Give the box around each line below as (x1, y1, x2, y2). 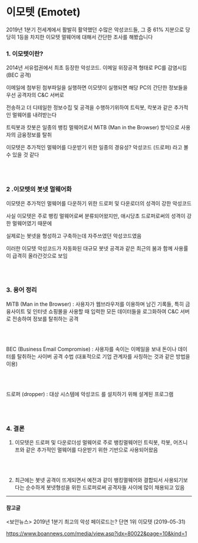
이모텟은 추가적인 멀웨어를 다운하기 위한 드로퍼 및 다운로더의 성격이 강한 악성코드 (6, 199, 192, 207)
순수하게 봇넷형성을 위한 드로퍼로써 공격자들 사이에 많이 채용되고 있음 (25, 484, 185, 491)
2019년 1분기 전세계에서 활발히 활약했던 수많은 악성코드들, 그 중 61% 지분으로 (6, 26, 184, 33)
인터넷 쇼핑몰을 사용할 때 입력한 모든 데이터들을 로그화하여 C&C (32, 308, 179, 315)
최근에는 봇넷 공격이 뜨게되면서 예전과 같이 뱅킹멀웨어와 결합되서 (14, 476, 163, 484)
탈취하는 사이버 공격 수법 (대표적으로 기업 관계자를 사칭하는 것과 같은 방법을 (16, 352, 190, 360)
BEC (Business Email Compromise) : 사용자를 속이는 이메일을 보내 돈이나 (6, 345, 177, 352)
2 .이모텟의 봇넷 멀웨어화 (6, 185, 72, 194)
